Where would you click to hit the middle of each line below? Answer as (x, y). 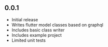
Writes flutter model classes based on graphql (57, 25)
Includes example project (37, 35)
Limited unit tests (29, 40)
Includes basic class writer (38, 30)
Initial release (25, 19)
